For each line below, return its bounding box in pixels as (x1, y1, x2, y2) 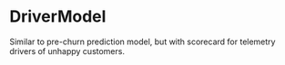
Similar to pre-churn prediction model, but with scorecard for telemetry (9, 36, 276, 47)
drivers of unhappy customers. (9, 45, 126, 56)
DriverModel (9, 6, 107, 27)
